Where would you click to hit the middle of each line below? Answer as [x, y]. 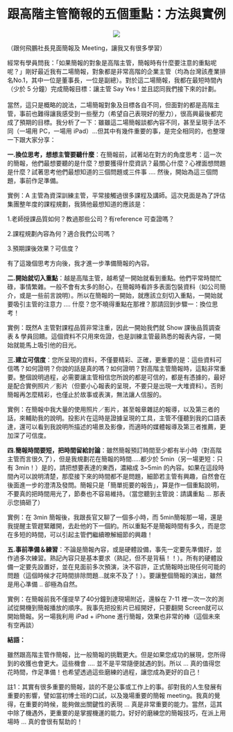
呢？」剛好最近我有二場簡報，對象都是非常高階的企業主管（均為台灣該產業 [113, 71]
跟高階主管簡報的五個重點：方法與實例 [117, 14]
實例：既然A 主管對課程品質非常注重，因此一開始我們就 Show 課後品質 [108, 327]
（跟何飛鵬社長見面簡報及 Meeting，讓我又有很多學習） [87, 48]
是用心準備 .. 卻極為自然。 [44, 584]
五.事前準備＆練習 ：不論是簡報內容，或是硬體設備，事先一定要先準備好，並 [114, 549]
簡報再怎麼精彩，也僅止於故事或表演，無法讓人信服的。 [86, 395]
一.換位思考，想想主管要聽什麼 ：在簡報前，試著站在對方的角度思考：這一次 [114, 154]
